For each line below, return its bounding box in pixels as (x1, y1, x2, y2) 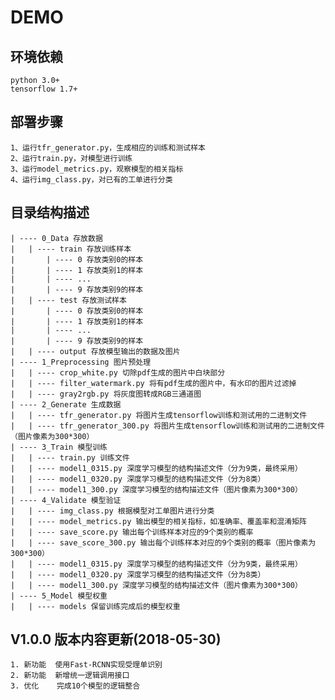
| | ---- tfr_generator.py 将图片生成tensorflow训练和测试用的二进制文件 (10, 410, 308, 420)
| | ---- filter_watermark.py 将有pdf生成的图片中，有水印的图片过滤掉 (10, 378, 297, 388)
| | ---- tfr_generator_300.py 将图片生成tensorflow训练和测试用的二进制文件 (10, 421, 325, 431)
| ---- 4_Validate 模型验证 (10, 495, 122, 505)
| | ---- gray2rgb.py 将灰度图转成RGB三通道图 (10, 389, 202, 399)
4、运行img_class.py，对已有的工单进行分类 (10, 174, 173, 185)
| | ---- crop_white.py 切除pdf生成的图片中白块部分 (10, 367, 226, 378)
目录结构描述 (10, 204, 90, 221)
